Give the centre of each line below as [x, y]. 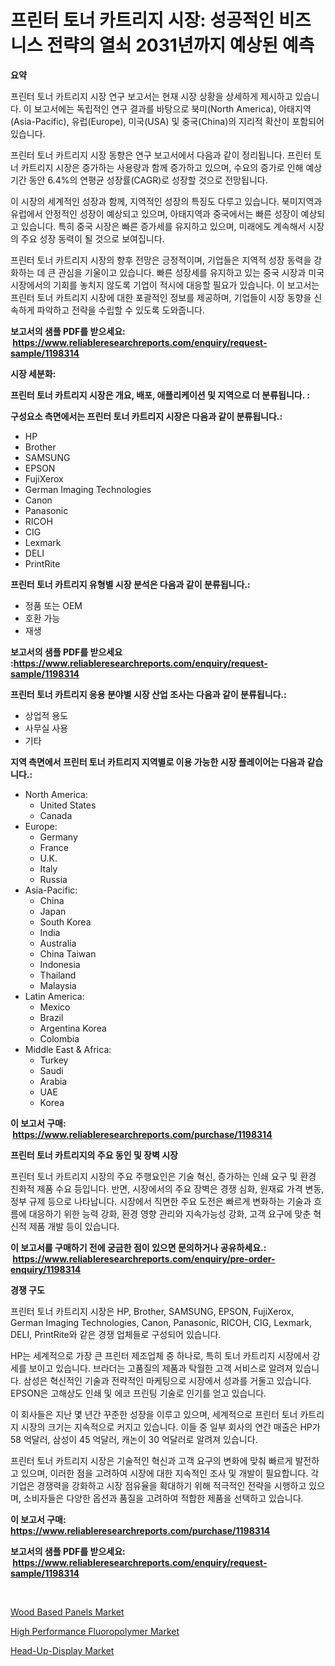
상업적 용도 [46, 715]
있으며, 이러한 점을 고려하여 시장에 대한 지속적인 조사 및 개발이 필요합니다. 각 [170, 1473]
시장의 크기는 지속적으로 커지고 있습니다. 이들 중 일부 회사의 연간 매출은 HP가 [170, 1427]
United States [68, 805]
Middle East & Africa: [68, 1049]
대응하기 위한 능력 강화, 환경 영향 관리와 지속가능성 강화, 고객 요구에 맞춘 [170, 1213]
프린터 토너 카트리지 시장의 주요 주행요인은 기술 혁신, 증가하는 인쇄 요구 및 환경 [163, 1176]
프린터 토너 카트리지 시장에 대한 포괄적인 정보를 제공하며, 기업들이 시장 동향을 [161, 297]
